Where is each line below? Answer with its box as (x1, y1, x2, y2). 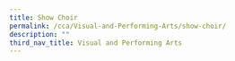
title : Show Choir (9, 13, 78, 22)
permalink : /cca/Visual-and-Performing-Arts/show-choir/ (9, 22, 227, 30)
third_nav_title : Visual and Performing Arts (9, 38, 182, 48)
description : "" (9, 30, 70, 39)
